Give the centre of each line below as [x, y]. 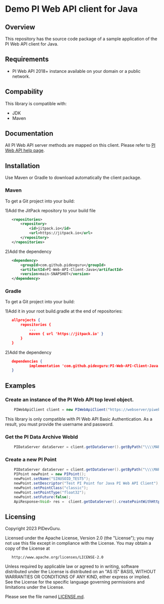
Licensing [20, 517]
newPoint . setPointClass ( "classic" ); [51, 488]
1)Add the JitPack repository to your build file [51, 210]
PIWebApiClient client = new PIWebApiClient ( [61, 410]
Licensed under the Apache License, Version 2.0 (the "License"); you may [80, 538]
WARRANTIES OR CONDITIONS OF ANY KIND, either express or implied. [78, 577]
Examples [20, 386]
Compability [24, 92]
